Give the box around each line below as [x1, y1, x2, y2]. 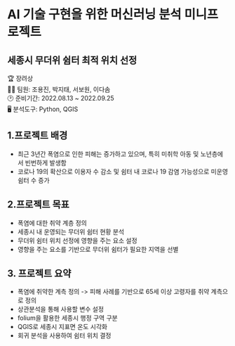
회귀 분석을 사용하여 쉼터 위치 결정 [17, 331, 112, 340]
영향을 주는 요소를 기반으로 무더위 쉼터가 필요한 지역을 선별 [17, 245, 179, 253]
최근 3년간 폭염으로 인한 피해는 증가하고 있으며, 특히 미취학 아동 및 [17, 149, 199, 158]
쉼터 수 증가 [17, 176, 51, 184]
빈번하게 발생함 [25, 158, 67, 167]
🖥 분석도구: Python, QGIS [7, 105, 79, 113]
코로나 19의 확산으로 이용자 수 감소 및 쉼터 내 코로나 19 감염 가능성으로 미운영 [17, 167, 229, 176]
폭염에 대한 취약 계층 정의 [17, 219, 88, 227]
